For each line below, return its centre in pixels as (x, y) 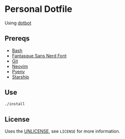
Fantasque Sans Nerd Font (39, 56)
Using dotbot (18, 23)
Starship (20, 77)
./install (15, 104)
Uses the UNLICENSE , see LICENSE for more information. (62, 131)
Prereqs (17, 38)
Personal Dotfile (39, 9)
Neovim (20, 66)
